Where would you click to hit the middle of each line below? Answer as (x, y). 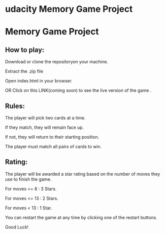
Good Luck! (17, 227)
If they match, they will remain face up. (45, 127)
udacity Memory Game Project (69, 9)
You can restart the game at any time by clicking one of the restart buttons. (81, 217)
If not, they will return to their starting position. (52, 137)
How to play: (25, 50)
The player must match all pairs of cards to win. (53, 146)
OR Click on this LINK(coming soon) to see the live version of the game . (78, 90)
